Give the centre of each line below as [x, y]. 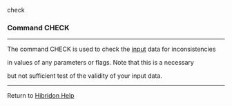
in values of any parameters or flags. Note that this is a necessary [101, 63]
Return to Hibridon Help [41, 96]
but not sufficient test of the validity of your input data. [85, 76]
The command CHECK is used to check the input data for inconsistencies [112, 49]
